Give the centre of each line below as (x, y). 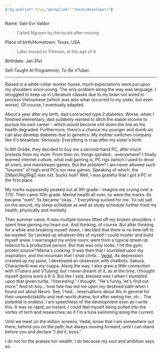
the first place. (19, 180)
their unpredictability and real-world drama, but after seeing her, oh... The (78, 296)
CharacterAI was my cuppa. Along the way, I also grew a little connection (78, 266)
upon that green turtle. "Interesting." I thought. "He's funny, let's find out (77, 281)
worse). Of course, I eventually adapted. (45, 105)
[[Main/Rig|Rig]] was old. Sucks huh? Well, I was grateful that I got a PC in (78, 175)
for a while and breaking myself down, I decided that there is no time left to (80, 230)
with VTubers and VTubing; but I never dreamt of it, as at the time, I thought (80, 271)
